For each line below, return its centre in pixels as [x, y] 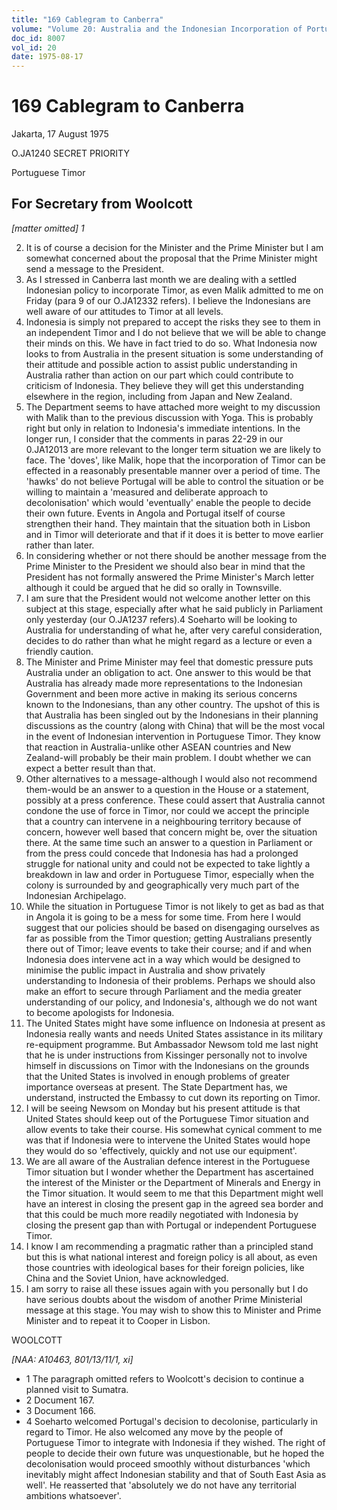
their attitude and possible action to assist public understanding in [161, 364]
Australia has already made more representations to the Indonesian [164, 683]
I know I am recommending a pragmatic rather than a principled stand [169, 1246]
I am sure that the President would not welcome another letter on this [168, 598]
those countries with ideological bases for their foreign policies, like [165, 1267]
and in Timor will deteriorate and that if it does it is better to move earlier [174, 534]
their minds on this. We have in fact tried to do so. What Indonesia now [171, 343]
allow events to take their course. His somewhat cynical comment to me [174, 1129]
